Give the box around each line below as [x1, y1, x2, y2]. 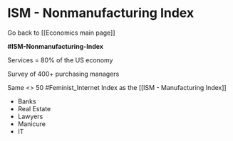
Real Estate [17, 104, 51, 113]
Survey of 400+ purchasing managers [7, 69, 120, 78]
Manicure [17, 119, 46, 128]
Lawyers [17, 112, 43, 120]
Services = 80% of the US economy [7, 55, 113, 64]
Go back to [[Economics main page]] [7, 28, 115, 37]
